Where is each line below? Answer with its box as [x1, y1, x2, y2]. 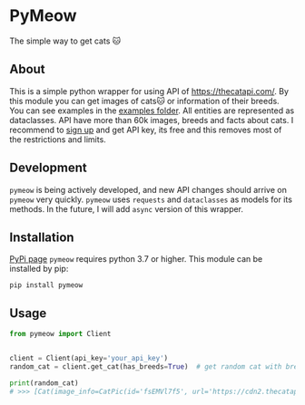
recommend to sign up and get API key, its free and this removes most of [9, 124, 282, 135]
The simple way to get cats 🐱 [9, 35, 121, 46]
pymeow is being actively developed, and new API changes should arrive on [9, 184, 288, 195]
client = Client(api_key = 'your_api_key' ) [9, 354, 169, 363]
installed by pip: [9, 264, 69, 275]
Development [9, 160, 88, 176]
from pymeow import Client [9, 330, 112, 339]
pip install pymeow [9, 281, 84, 290]
